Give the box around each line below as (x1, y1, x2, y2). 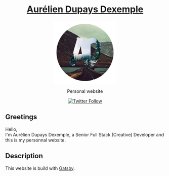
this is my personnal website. (5, 137, 66, 143)
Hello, (5, 126, 18, 132)
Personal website (67, 88, 103, 94)
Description (5, 152, 43, 160)
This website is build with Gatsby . (5, 165, 75, 171)
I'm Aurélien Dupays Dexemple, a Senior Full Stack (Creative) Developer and (5, 131, 164, 137)
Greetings (5, 113, 37, 121)
